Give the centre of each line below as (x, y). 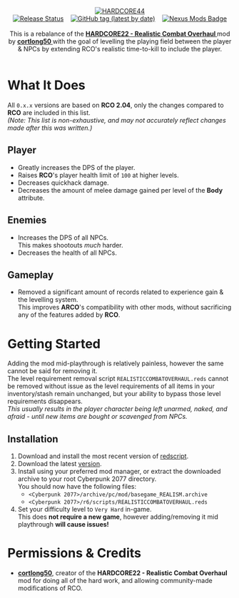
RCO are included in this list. (49, 112)
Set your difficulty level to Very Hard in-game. (85, 510)
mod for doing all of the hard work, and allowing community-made (115, 581)
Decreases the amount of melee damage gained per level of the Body (120, 190)
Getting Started (54, 344)
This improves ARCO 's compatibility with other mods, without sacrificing (124, 308)
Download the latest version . (60, 464)
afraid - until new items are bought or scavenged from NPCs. (97, 417)
